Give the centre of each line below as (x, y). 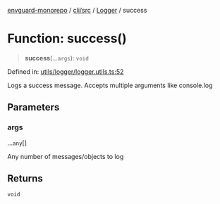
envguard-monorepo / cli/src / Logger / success (77, 10)
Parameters (33, 107)
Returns (25, 179)
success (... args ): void (57, 58)
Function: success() (67, 39)
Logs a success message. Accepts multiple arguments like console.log (110, 85)
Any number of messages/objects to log (66, 156)
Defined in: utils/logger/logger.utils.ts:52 (66, 71)
